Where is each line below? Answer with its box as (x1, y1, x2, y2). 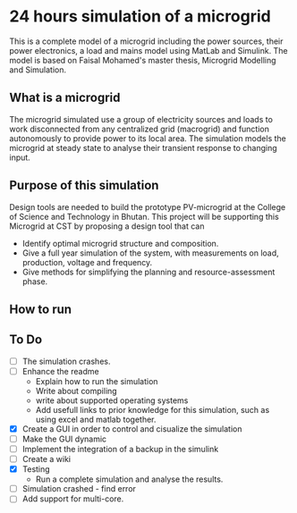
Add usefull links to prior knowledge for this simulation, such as (35, 404, 270, 415)
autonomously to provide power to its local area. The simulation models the (9, 132, 286, 144)
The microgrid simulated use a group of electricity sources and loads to (9, 114, 273, 124)
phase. (21, 275, 48, 287)
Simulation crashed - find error (21, 484, 137, 494)
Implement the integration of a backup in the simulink (21, 444, 219, 455)
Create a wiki (21, 454, 72, 465)
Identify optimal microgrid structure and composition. (21, 238, 219, 248)
